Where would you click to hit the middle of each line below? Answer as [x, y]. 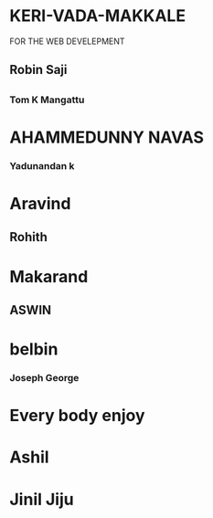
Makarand [49, 276]
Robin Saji [38, 70]
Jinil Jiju [42, 499]
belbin [34, 349]
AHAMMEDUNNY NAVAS [106, 137]
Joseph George [44, 378]
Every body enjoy [77, 416]
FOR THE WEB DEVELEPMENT [67, 41]
